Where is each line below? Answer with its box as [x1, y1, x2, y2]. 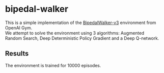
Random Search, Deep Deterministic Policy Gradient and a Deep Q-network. [5, 35, 160, 41]
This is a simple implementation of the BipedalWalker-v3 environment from [5, 20, 156, 25]
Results [5, 49, 29, 58]
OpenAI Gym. [5, 24, 32, 30]
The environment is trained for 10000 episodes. [5, 62, 101, 68]
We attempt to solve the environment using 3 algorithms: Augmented [5, 30, 145, 36]
